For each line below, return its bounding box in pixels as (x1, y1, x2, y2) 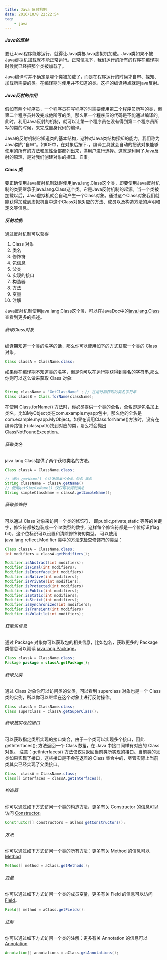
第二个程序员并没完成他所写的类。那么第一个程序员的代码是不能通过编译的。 (5, 112, 162, 118)
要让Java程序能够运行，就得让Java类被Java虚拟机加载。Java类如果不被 (5, 51, 153, 57)
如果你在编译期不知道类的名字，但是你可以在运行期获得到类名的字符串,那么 (5, 369, 159, 375)
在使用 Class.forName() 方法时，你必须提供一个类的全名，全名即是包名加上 (5, 404, 159, 410)
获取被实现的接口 (5, 720, 40, 726)
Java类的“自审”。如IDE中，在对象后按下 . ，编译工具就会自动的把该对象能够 (5, 142, 159, 148)
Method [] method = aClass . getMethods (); (5, 863, 90, 868)
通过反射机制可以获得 (5, 231, 49, 237)
